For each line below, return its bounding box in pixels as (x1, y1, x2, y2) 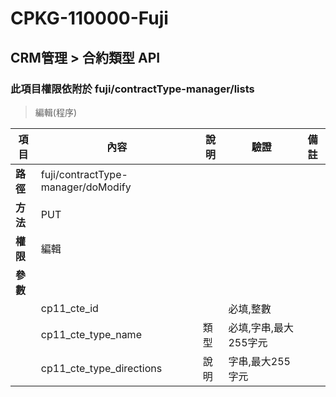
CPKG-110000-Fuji (10, 7, 169, 30)
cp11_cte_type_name (40, 327, 142, 341)
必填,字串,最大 (228, 320, 295, 334)
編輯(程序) (34, 106, 78, 118)
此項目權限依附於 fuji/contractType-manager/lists (10, 82, 255, 96)
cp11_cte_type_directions (40, 361, 163, 375)
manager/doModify (40, 180, 132, 194)
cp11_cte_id (40, 301, 99, 315)
